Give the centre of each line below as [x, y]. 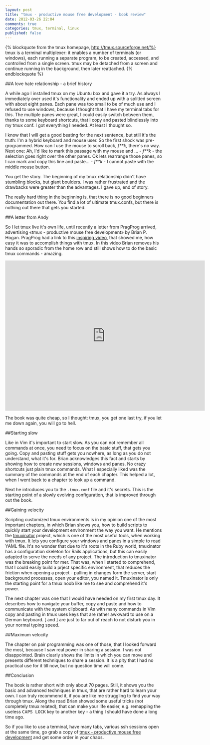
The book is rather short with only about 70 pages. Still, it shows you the [80, 685]
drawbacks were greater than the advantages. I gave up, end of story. [77, 187]
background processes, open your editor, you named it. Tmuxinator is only [82, 578]
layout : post [19, 10]
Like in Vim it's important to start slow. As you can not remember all [74, 443]
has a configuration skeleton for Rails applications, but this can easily [76, 551]
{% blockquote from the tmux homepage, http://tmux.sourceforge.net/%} [81, 47]
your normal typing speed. [32, 625]
